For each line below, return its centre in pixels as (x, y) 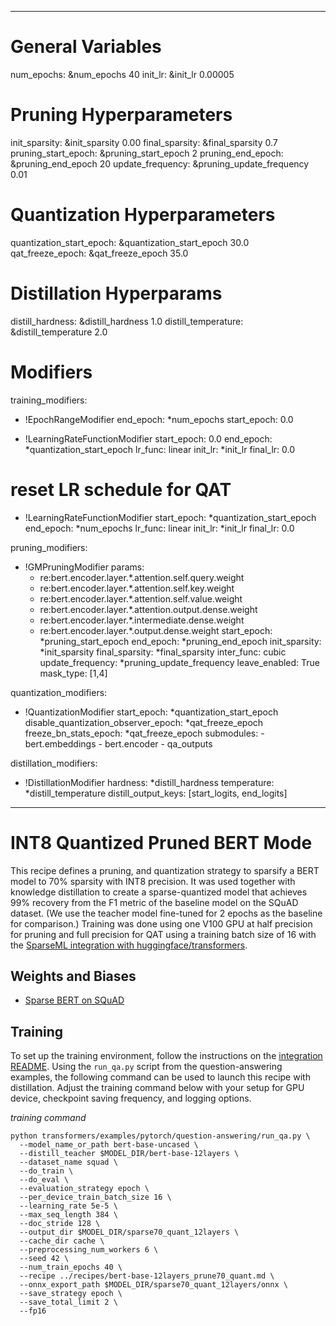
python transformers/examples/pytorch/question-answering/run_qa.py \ (160, 1136)
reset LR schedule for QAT (121, 489)
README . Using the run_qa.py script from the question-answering (146, 1067)
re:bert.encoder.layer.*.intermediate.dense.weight (142, 620)
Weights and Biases (73, 976)
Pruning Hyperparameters (121, 115)
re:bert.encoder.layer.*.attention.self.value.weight (141, 598)
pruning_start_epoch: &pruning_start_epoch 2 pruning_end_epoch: (147, 153)
